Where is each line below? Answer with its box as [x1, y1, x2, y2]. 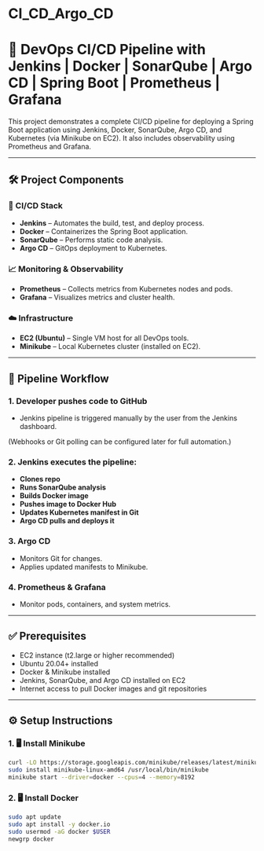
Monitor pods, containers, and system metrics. [19, 599, 171, 609]
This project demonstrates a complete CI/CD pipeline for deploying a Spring [8, 117, 254, 127]
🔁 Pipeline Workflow [8, 372, 109, 385]
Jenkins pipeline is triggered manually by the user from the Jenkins [19, 413, 238, 423]
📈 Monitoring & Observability [8, 263, 124, 274]
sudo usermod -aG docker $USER [8, 828, 111, 836]
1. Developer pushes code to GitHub [8, 395, 148, 406]
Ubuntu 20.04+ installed [19, 658, 98, 668]
